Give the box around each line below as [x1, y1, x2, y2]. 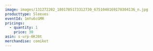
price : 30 [14, 30, 34, 34]
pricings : [5, 20, 25, 26]
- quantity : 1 [9, 25, 38, 30]
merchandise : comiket [5, 39, 49, 44]
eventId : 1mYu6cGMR [5, 16, 45, 21]
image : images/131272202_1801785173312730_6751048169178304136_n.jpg [5, 7, 149, 12]
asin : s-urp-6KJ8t [5, 34, 42, 39]
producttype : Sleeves [5, 12, 49, 17]
